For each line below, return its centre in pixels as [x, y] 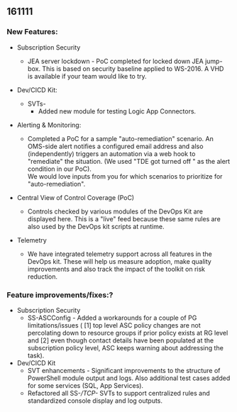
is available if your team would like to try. [87, 76]
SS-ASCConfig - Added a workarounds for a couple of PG [112, 318]
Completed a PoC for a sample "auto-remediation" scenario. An [120, 138]
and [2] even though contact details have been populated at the [121, 340]
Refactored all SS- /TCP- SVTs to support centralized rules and [118, 393]
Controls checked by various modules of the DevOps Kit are [115, 211]
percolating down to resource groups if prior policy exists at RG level [128, 333]
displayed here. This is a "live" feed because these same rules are [124, 218]
